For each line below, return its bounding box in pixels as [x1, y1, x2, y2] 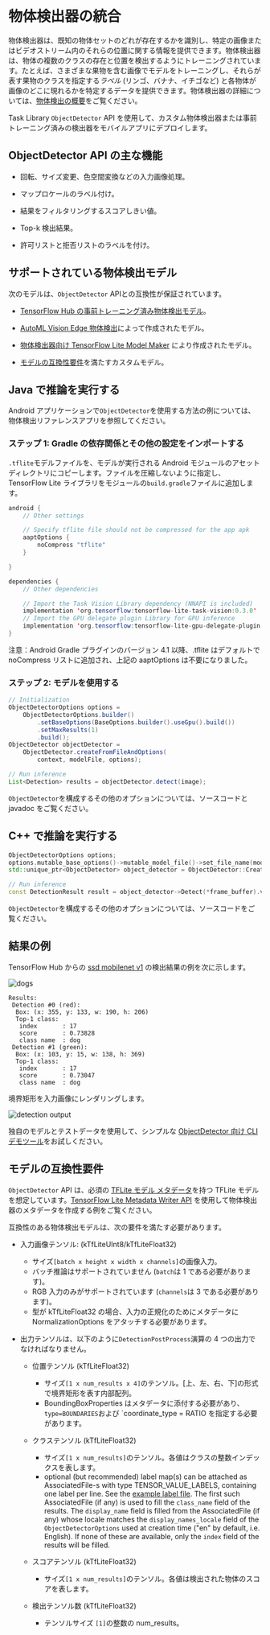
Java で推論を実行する [8, 383, 121, 397]
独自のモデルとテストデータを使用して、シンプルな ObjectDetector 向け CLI [8, 1126, 259, 1135]
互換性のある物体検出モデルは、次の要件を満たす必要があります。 [8, 1222, 227, 1232]
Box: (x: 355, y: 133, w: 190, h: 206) [15, 1007, 149, 1016]
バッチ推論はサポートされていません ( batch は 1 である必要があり [31, 1266, 245, 1276]
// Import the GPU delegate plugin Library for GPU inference [22, 615, 235, 623]
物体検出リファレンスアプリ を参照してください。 [8, 416, 170, 426]
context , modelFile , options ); [37, 756, 142, 764]
